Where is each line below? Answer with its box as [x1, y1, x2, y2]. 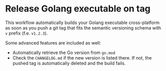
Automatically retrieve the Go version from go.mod [12, 49, 116, 55]
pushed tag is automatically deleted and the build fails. [12, 60, 126, 66]
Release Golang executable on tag [5, 3, 151, 14]
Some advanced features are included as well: [5, 39, 102, 45]
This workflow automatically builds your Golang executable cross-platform [5, 19, 160, 25]
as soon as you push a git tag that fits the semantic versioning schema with [5, 24, 161, 30]
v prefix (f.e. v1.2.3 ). [5, 30, 48, 36]
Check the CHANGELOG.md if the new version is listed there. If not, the [12, 54, 152, 60]
